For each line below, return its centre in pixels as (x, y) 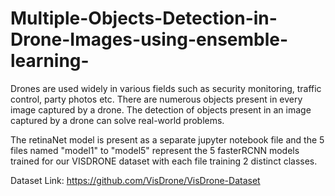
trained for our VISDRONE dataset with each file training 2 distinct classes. (164, 161)
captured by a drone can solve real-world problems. (117, 120)
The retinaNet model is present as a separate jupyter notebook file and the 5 (167, 139)
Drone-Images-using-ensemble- (149, 39)
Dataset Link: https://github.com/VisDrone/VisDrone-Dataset (135, 180)
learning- (50, 61)
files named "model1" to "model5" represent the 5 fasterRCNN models (155, 150)
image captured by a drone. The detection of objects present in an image (161, 109)
